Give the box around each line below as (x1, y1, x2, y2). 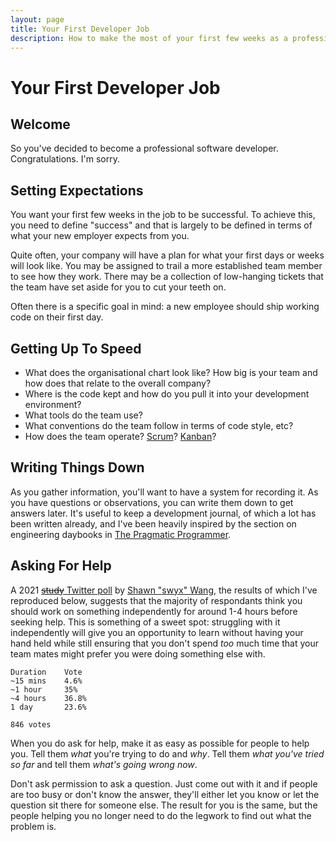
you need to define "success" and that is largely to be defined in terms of (10, 219, 313, 231)
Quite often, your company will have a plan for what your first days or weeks (10, 249, 325, 261)
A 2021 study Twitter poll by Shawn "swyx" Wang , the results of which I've (10, 584, 318, 596)
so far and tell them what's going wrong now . (10, 758, 198, 770)
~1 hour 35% (10, 684, 78, 695)
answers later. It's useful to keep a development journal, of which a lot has (10, 507, 317, 519)
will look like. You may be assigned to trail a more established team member (10, 260, 323, 272)
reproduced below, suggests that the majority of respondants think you (10, 594, 303, 606)
